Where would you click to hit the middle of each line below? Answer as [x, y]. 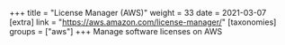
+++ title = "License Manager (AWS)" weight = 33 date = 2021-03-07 [138, 13]
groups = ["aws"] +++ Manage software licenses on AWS [116, 31]
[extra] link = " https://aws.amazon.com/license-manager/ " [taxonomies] [143, 22]
